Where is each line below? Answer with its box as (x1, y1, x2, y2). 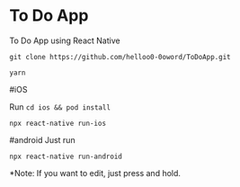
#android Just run (9, 134, 76, 145)
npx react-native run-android (9, 152, 123, 161)
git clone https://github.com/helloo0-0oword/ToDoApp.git (9, 52, 231, 61)
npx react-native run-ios (9, 119, 106, 128)
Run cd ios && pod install (9, 101, 111, 112)
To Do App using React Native (9, 35, 120, 46)
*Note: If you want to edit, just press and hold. (9, 167, 182, 178)
